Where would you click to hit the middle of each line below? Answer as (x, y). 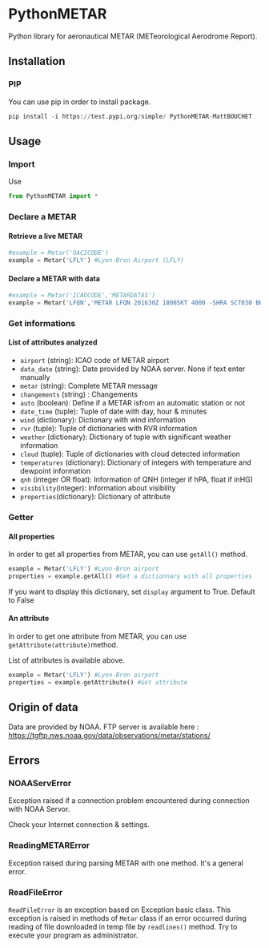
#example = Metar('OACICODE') (59, 253)
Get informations (42, 323)
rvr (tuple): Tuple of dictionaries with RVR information (108, 429)
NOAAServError (40, 783)
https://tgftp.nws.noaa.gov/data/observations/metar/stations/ (109, 735)
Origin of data (43, 707)
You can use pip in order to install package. (80, 102)
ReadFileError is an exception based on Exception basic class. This (119, 910)
